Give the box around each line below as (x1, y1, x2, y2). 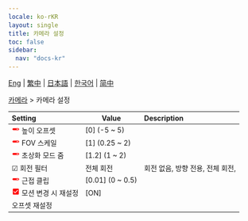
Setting (11, 113, 37, 123)
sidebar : (8, 46, 37, 55)
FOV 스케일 (21, 139, 57, 147)
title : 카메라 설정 (8, 29, 64, 37)
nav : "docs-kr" (15, 55, 66, 63)
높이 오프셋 (21, 125, 56, 135)
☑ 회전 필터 (11, 163, 48, 173)
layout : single (8, 21, 59, 29)
